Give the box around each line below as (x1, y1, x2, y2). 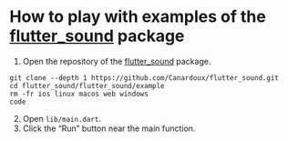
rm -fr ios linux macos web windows (9, 89, 149, 98)
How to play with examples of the (9, 6, 266, 27)
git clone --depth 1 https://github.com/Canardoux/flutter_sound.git (9, 73, 280, 83)
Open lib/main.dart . (22, 113, 102, 124)
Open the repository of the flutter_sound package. (22, 55, 211, 66)
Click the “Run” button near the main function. (22, 123, 196, 134)
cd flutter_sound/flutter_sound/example (9, 81, 166, 90)
